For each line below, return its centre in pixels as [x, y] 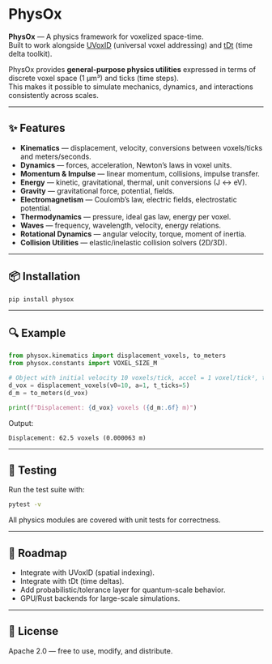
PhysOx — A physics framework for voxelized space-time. [106, 36]
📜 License [34, 631]
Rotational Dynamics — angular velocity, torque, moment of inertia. [133, 234]
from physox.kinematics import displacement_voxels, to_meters [117, 356]
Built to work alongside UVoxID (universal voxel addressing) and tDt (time [131, 45]
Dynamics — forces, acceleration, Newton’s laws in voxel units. [126, 165]
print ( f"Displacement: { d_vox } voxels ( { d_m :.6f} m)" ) [103, 407]
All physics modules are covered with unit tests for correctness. [115, 520]
